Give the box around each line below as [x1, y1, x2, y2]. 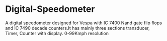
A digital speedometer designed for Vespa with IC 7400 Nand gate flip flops [5, 20, 162, 26]
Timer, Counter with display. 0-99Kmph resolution [5, 30, 109, 36]
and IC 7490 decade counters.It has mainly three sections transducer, [5, 25, 150, 31]
